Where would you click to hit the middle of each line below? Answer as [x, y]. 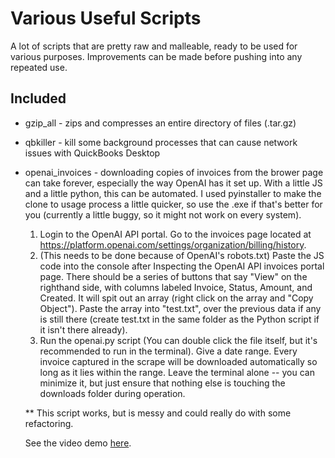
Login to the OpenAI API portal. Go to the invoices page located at [175, 234]
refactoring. [49, 423]
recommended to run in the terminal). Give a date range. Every [168, 351]
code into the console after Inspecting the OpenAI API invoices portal [182, 266]
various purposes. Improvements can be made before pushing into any [156, 56]
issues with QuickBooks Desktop [92, 153]
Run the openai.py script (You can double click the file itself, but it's [178, 340]
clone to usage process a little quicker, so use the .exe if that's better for [173, 204]
